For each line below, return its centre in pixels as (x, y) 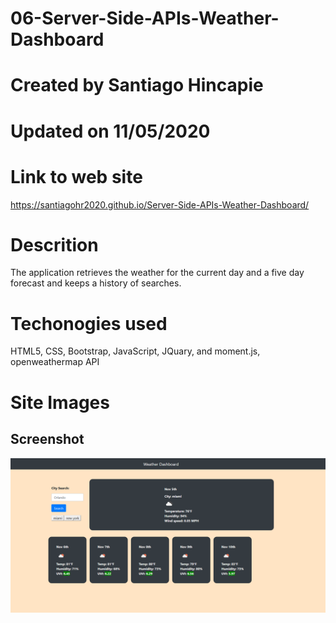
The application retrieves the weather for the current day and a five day (157, 273)
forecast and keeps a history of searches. (96, 283)
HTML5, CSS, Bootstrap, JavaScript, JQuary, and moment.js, (135, 351)
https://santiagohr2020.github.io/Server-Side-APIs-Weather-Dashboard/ (160, 204)
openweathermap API (55, 362)
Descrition (54, 244)
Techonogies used (89, 323)
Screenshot (47, 438)
